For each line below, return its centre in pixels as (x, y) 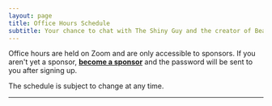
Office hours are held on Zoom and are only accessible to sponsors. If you (132, 54)
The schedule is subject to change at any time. (86, 86)
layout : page (30, 16)
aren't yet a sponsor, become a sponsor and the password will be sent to (131, 62)
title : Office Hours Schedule (59, 23)
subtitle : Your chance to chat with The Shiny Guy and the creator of (130, 31)
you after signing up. (43, 71)
